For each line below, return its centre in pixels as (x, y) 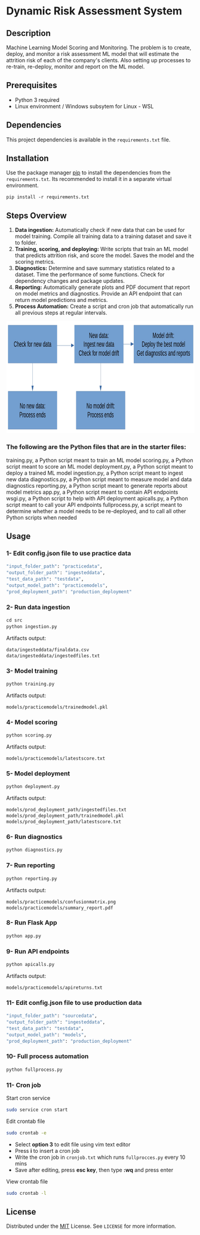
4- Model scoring (32, 722)
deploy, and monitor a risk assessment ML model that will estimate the (93, 54)
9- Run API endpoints (38, 951)
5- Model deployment (38, 773)
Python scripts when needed (42, 517)
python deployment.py (33, 787)
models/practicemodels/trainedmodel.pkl (57, 707)
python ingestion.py (32, 626)
